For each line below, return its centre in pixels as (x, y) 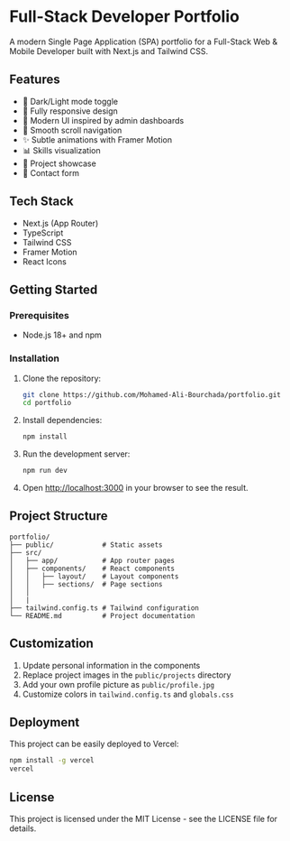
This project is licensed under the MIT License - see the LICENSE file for (143, 819)
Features (35, 80)
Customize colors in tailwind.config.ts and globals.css (128, 694)
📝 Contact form (50, 172)
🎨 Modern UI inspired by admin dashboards (103, 120)
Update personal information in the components (111, 665)
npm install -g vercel (52, 761)
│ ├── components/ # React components (92, 568)
